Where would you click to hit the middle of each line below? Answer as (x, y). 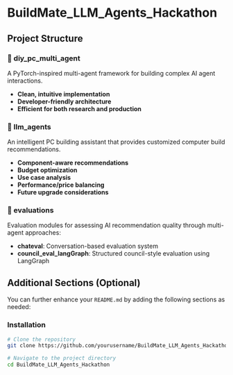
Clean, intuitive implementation (63, 94)
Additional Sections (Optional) (74, 283)
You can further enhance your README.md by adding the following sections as (116, 299)
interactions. (25, 81)
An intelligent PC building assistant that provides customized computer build (116, 142)
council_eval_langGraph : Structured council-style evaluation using (113, 253)
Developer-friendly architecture (64, 101)
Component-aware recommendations (73, 163)
